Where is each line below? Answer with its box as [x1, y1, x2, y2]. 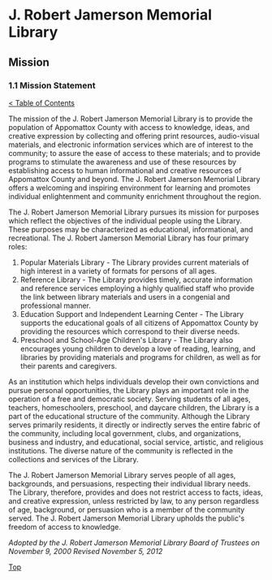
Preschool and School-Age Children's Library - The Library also [19, 335, 234, 344]
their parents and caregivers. [19, 361, 118, 370]
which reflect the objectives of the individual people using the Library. [8, 215, 242, 225]
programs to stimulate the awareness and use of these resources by [8, 157, 237, 167]
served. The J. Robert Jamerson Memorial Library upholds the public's [8, 513, 245, 523]
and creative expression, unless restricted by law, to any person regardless [8, 496, 260, 505]
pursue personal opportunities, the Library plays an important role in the [8, 385, 249, 395]
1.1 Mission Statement [8, 80, 96, 91]
